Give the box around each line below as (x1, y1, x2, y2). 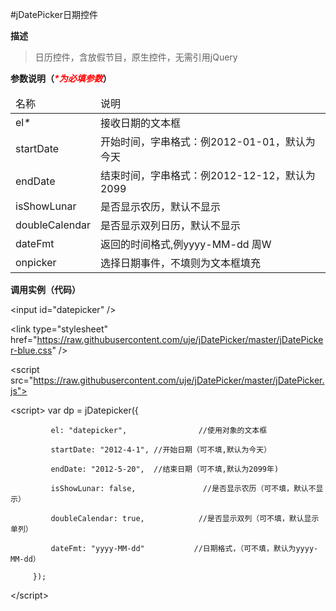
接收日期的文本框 (99, 116, 181, 130)
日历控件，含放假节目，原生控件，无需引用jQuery (34, 51, 238, 63)
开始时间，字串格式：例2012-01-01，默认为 (99, 135, 316, 148)
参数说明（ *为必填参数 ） (10, 73, 112, 84)
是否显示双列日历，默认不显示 (99, 219, 241, 232)
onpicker (15, 256, 57, 269)
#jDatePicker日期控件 (10, 9, 98, 20)
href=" (10, 334, 38, 345)
